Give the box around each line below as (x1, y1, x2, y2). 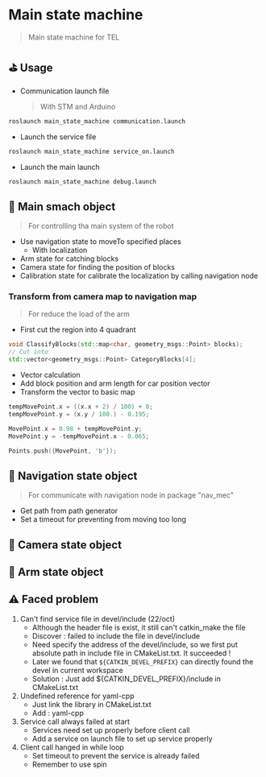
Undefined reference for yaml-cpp (19, 691, 135, 701)
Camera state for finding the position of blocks (19, 262, 176, 272)
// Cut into (8, 348, 48, 356)
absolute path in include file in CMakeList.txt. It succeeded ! (31, 648, 231, 658)
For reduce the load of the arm (27, 309, 131, 319)
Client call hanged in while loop (19, 742, 125, 752)
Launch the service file (19, 131, 97, 142)
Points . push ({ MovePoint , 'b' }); (8, 447, 117, 455)
